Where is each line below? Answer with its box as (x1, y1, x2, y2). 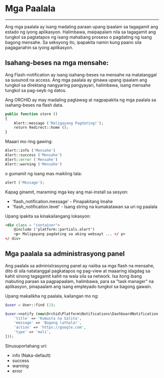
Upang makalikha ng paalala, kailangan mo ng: (5, 293, 99, 299)
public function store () (5, 111, 58, 117)
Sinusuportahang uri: (5, 343, 47, 349)
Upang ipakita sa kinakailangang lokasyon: (5, 213, 91, 219)
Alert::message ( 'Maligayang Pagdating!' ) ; (14, 120, 104, 125)
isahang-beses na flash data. (5, 102, 63, 108)
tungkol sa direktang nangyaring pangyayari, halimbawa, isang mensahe (5, 82, 151, 88)
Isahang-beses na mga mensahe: (5, 59, 109, 67)
